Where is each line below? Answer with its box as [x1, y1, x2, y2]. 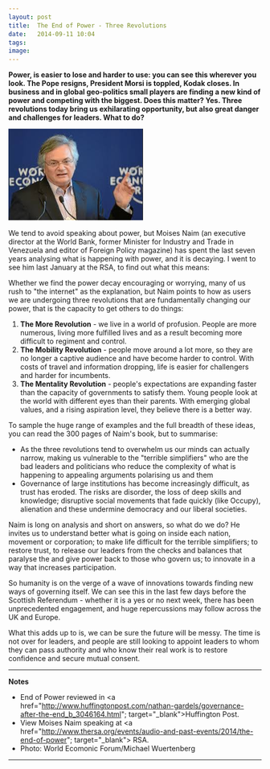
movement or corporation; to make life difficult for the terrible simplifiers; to [8, 537, 259, 547]
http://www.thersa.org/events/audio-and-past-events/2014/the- [41, 726, 254, 736]
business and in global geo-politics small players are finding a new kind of [8, 87, 261, 97]
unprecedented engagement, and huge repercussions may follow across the [8, 604, 262, 614]
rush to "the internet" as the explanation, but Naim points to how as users [8, 286, 252, 297]
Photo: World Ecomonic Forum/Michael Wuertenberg [19, 744, 195, 754]
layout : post [8, 13, 52, 21]
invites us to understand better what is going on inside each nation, [8, 528, 231, 538]
